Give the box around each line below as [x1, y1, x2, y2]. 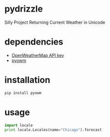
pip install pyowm [4, 91, 41, 95]
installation [4, 75, 51, 86]
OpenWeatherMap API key [11, 52, 64, 58]
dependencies [4, 36, 64, 47]
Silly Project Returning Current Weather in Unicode [4, 19, 106, 25]
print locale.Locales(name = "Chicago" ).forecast [4, 127, 102, 132]
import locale [4, 122, 33, 128]
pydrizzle [4, 3, 43, 15]
